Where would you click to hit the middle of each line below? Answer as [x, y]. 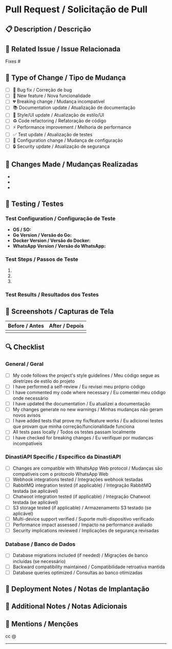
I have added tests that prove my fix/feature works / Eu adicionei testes [88, 421]
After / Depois [66, 326]
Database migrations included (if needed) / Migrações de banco [80, 555]
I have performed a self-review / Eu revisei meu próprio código [79, 386]
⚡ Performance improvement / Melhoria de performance [72, 127]
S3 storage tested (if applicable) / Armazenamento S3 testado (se [82, 508]
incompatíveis [27, 443]
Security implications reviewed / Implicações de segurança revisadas [86, 531]
